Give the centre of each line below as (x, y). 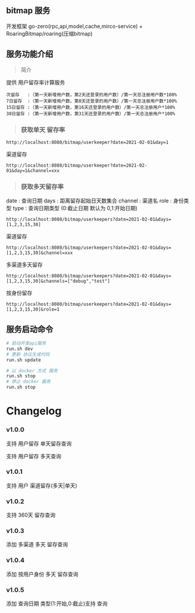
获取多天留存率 (42, 186)
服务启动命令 (30, 329)
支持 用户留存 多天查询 (34, 456)
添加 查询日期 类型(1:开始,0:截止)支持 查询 (57, 603)
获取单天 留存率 (43, 130)
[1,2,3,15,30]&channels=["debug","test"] (58, 282)
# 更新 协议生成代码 (28, 354)
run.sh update (24, 360)
